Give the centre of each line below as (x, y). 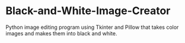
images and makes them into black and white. (61, 33)
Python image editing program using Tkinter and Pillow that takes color (92, 27)
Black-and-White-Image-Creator (88, 11)
